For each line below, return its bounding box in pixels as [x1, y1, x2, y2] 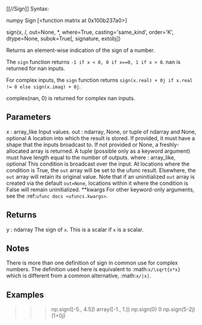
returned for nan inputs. [6, 65, 65, 72]
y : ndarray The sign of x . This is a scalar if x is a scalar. [6, 226, 144, 233]
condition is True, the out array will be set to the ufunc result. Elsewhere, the [6, 166, 196, 174]
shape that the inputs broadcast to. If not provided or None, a [6, 141, 159, 148]
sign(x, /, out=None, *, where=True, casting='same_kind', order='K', [6, 28, 174, 36]
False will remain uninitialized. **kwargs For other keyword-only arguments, [6, 185, 195, 193]
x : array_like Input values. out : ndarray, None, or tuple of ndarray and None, [6, 128, 197, 135]
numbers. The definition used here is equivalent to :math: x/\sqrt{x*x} [6, 266, 181, 273]
